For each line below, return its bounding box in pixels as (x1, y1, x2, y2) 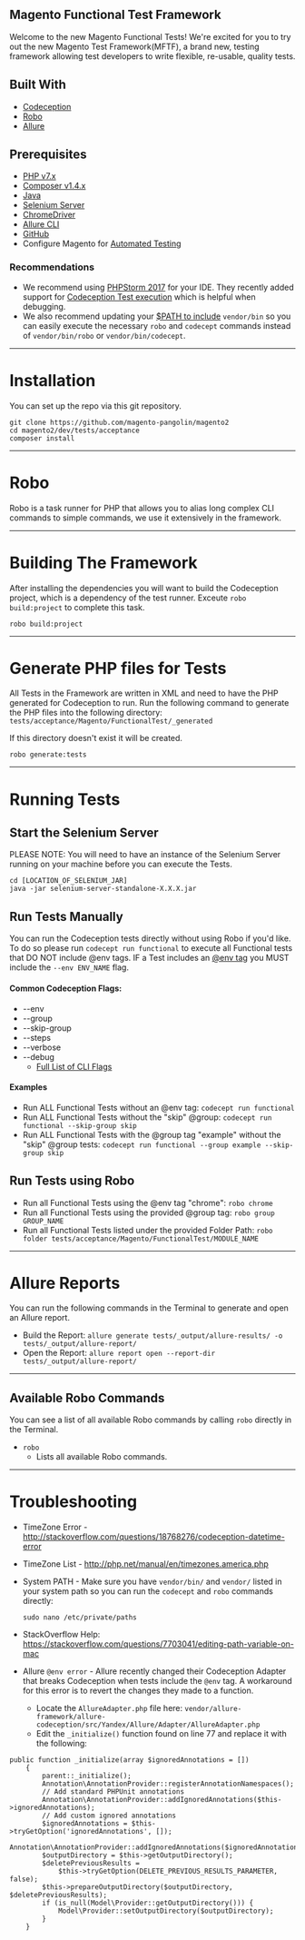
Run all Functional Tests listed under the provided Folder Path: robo (22, 1224, 273, 1235)
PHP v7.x (22, 171, 56, 182)
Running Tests (9, 789, 121, 809)
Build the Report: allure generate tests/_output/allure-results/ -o (22, 1330, 283, 1341)
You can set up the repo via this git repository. (9, 400, 182, 411)
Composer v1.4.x (22, 181, 86, 192)
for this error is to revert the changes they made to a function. (22, 1685, 254, 1697)
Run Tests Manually (9, 908, 124, 925)
